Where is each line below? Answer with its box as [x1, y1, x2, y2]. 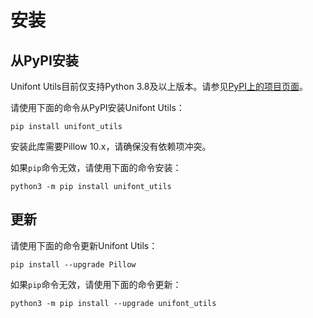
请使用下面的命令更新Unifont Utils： [10, 239, 158, 251]
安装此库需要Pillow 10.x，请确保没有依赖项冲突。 [10, 141, 212, 152]
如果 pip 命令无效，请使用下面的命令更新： [10, 278, 182, 290]
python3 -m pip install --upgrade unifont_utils [10, 298, 217, 308]
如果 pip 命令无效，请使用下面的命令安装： [10, 162, 182, 173]
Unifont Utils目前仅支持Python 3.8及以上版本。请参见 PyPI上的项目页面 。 [10, 81, 308, 92]
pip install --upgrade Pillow [10, 259, 137, 270]
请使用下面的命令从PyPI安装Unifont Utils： [10, 102, 185, 113]
